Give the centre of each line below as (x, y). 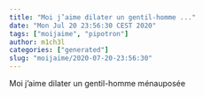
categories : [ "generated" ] (59, 50)
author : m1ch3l (37, 42)
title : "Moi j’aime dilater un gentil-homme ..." (103, 17)
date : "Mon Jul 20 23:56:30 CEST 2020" (83, 26)
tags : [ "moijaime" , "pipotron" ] (69, 34)
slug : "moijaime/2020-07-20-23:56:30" (81, 58)
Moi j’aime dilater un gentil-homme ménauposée (98, 83)
